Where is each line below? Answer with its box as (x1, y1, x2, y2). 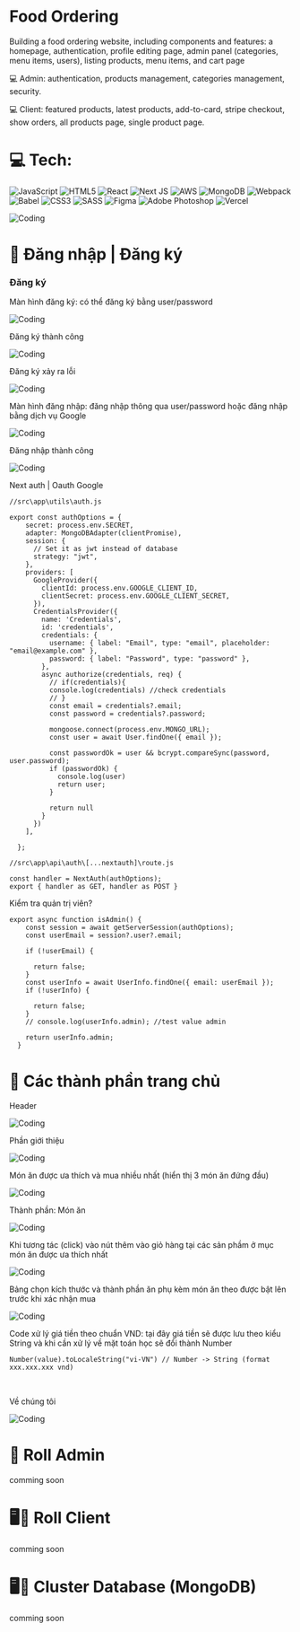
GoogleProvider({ (32, 576, 99, 585)
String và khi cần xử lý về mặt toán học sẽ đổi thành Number (9, 1338, 233, 1348)
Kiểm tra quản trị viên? (9, 898, 93, 908)
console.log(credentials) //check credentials (48, 686, 227, 695)
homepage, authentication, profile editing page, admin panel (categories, (9, 45, 279, 56)
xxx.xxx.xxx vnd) (9, 1363, 74, 1373)
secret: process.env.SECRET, (25, 521, 134, 531)
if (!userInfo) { (25, 986, 90, 996)
